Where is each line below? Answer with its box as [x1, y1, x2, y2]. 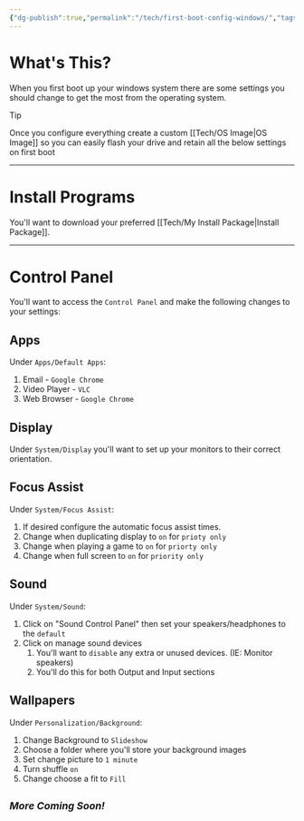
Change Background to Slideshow [22, 734, 147, 745]
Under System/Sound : [9, 601, 86, 611]
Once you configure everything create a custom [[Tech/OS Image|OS [9, 127, 268, 138]
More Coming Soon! [9, 799, 106, 812]
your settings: [9, 306, 61, 318]
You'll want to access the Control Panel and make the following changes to [9, 297, 290, 308]
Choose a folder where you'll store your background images [22, 744, 247, 755]
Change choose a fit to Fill [22, 773, 127, 784]
